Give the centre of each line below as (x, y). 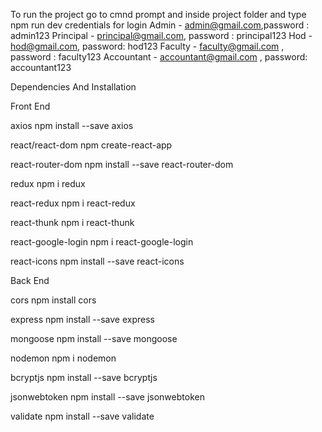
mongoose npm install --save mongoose (94, 338)
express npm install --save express (82, 319)
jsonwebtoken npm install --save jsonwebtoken (107, 397)
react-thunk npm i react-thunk (72, 222)
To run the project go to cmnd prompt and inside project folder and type (158, 14)
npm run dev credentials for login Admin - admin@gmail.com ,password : (160, 25)
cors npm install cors (53, 300)
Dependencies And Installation (73, 87)
